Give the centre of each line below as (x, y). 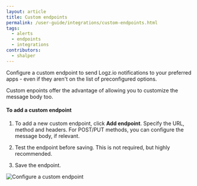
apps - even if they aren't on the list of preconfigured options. (82, 79)
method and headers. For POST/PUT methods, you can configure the (99, 129)
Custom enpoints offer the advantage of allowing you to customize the (92, 90)
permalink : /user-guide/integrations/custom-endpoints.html (82, 23)
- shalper (23, 56)
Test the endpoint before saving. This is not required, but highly (92, 147)
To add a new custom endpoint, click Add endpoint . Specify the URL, (100, 123)
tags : (13, 28)
